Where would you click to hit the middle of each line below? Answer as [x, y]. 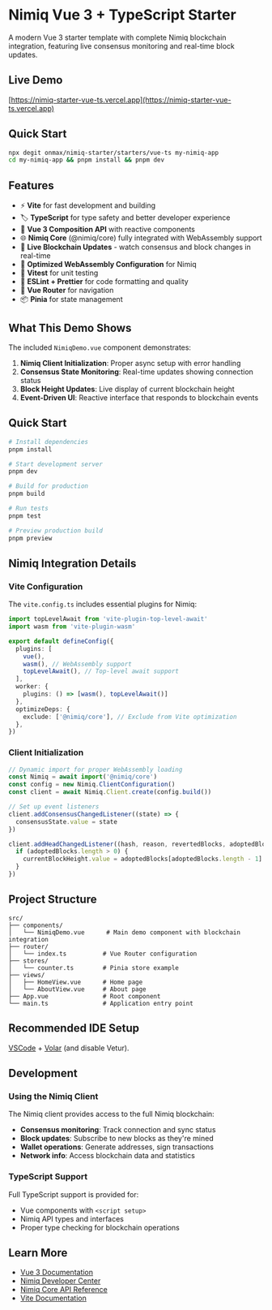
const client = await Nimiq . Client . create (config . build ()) [110, 792]
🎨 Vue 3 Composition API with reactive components [108, 230]
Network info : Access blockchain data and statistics [108, 1156]
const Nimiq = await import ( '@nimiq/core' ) [83, 777]
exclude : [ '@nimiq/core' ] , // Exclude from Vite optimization [130, 717]
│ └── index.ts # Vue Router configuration [103, 954]
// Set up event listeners [54, 807]
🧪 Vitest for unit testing [59, 273]
